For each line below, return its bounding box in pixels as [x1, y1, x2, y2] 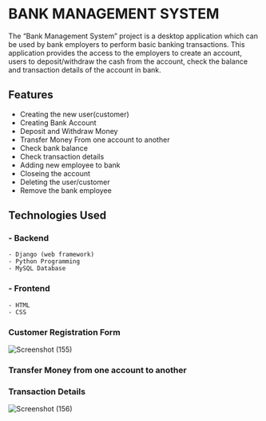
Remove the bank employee [19, 185, 112, 195]
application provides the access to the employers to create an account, [8, 48, 242, 57]
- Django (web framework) [8, 250, 94, 259]
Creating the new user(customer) [19, 109, 129, 119]
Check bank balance [19, 143, 88, 152]
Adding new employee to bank [19, 160, 121, 170]
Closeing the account [19, 168, 90, 178]
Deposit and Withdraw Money [19, 126, 118, 136]
